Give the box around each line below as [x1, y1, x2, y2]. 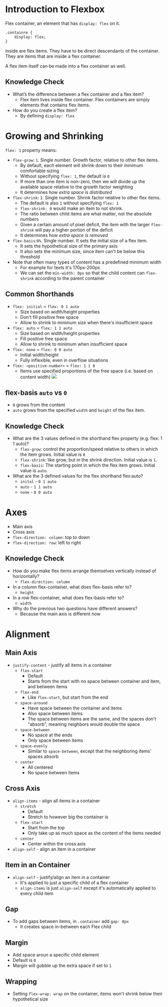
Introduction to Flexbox [5, 4, 105, 15]
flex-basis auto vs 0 [5, 388, 67, 397]
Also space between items [27, 710, 83, 717]
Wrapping [5, 977, 37, 986]
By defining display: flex [20, 112, 75, 118]
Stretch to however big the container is [27, 814, 108, 820]
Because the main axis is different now [20, 611, 101, 617]
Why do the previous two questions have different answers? [12, 605, 138, 611]
